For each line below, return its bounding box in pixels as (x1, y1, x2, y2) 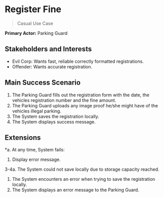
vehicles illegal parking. (12, 108, 62, 114)
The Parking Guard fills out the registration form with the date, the (12, 92, 150, 98)
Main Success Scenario (5, 78, 81, 87)
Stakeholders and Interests (5, 45, 92, 54)
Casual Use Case (17, 20, 54, 26)
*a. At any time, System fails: (5, 147, 65, 153)
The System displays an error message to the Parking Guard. (12, 187, 140, 193)
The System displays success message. (12, 118, 96, 125)
